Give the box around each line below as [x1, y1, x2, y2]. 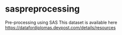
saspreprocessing [5, 3, 80, 15]
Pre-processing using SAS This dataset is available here [5, 19, 118, 25]
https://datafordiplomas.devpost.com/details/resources [5, 24, 116, 30]
